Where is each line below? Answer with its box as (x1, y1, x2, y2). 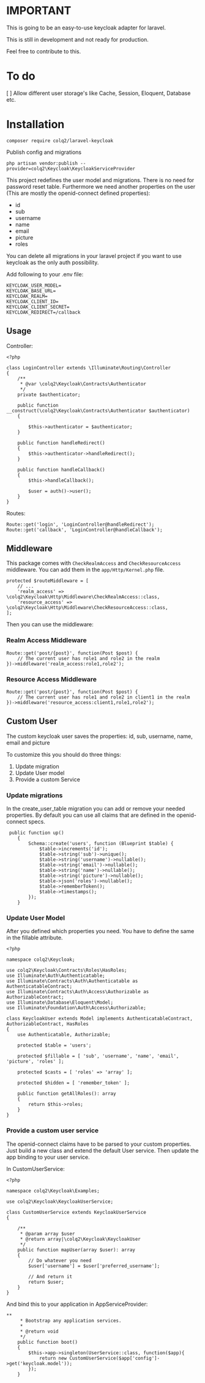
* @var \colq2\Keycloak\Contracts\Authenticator (20, 381, 147, 387)
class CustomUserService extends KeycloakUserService (6, 1209, 147, 1215)
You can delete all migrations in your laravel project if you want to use (6, 252, 182, 259)
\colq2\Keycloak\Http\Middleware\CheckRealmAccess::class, (6, 594, 160, 601)
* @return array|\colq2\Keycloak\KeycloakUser (20, 1236, 141, 1242)
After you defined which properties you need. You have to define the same (6, 928, 195, 935)
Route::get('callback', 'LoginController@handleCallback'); (6, 526, 163, 533)
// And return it (28, 1273, 72, 1279)
